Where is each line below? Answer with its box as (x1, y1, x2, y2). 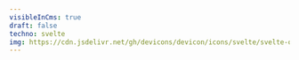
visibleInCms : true (9, 12, 82, 22)
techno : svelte (9, 29, 66, 38)
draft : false (9, 21, 58, 30)
